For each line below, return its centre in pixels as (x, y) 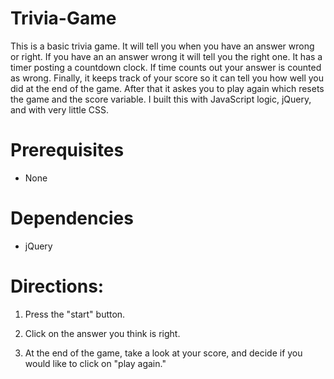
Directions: (57, 286)
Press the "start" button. (75, 314)
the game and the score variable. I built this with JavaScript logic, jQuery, (161, 99)
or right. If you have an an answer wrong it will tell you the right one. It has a (166, 56)
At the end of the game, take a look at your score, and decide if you (163, 353)
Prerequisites (67, 150)
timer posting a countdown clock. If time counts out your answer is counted (166, 67)
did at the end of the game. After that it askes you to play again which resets (167, 88)
